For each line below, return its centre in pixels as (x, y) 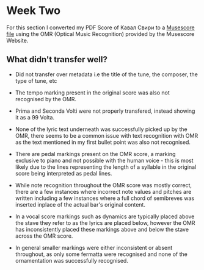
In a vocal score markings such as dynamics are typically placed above (105, 216)
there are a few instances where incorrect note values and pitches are (103, 191)
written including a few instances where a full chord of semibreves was (104, 198)
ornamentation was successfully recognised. (71, 260)
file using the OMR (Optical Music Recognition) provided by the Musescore (100, 34)
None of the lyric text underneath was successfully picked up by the (101, 129)
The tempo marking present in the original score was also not (92, 93)
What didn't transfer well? (57, 59)
